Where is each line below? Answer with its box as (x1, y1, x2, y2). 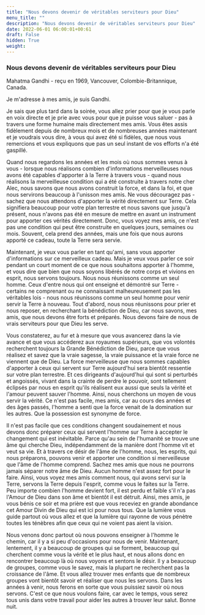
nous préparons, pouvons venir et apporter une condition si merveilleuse (6, 455, 190, 462)
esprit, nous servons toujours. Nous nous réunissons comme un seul (6, 274, 179, 282)
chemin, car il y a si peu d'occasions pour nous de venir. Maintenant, (6, 538, 180, 545)
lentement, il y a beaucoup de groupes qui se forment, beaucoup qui (6, 545, 179, 552)
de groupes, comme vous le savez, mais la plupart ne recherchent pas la (6, 564, 190, 572)
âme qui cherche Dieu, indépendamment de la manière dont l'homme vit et (6, 442, 195, 449)
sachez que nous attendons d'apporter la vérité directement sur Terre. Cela (6, 197, 197, 205)
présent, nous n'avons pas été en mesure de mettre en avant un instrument (6, 211, 196, 218)
